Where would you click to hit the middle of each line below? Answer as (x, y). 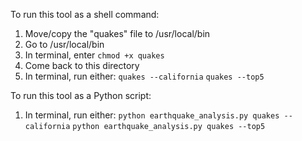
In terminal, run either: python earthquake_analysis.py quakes (152, 115)
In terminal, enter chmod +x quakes (94, 55)
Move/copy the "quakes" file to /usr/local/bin (117, 33)
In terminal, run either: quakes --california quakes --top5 (144, 76)
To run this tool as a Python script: (81, 95)
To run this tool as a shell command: (85, 14)
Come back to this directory (82, 65)
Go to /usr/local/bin (64, 44)
